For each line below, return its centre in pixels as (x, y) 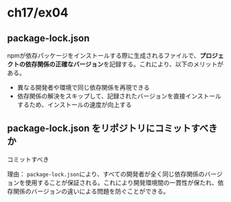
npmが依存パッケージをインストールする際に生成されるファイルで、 (103, 55)
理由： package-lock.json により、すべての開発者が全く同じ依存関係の (106, 174)
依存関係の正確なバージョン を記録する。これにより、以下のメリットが (124, 64)
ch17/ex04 (38, 13)
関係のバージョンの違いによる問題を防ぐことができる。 (91, 191)
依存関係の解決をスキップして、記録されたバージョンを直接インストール (119, 96)
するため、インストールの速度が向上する (74, 104)
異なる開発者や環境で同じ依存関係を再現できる (83, 87)
